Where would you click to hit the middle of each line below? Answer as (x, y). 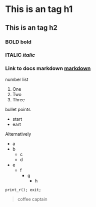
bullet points (18, 109)
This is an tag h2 (31, 28)
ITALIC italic (20, 55)
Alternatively (18, 134)
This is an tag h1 (39, 9)
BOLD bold (18, 42)
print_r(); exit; (23, 190)
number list (17, 79)
